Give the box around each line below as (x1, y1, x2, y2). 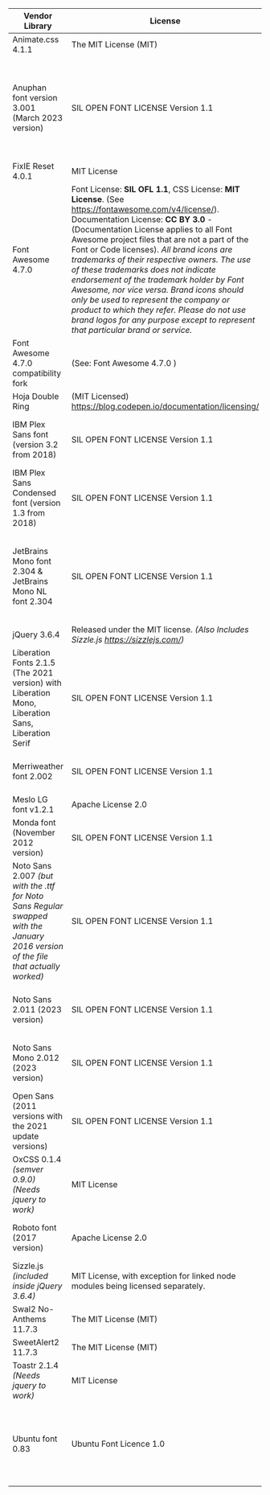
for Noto (12, 890, 44, 902)
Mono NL (12, 586, 47, 597)
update (12, 1131, 39, 1141)
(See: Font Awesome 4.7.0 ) (71, 358, 177, 368)
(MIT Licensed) (71, 391, 129, 401)
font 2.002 (12, 771, 53, 782)
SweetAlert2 (12, 1337, 60, 1348)
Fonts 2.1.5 (12, 657, 56, 668)
